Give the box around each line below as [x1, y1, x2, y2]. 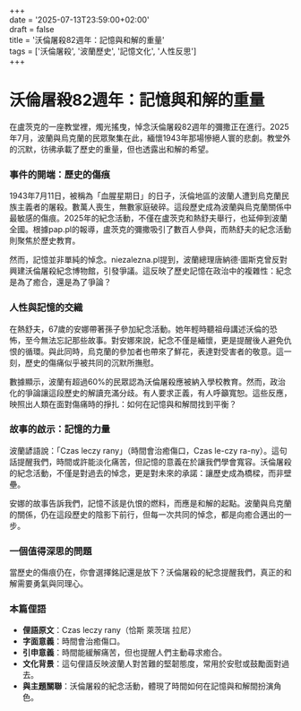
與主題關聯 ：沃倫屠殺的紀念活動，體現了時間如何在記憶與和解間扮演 [21, 681, 274, 691]
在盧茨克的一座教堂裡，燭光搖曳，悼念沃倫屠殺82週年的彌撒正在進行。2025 [9, 121, 289, 132]
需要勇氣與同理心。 [16, 578, 88, 589]
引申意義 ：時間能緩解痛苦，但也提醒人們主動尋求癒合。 [21, 647, 227, 658]
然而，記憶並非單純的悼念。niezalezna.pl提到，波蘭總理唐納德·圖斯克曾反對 [9, 255, 288, 265]
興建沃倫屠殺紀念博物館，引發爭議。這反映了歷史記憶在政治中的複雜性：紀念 [9, 265, 292, 276]
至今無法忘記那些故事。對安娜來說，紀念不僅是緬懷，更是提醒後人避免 [24, 334, 284, 345]
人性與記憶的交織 [9, 301, 83, 314]
